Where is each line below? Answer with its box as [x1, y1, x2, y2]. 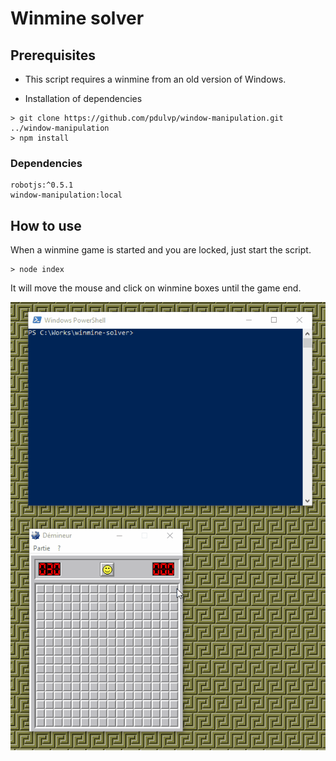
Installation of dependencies [24, 93, 143, 104]
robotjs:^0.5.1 [10, 180, 74, 191]
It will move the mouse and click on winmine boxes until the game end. [10, 282, 302, 294]
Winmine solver [10, 7, 145, 30]
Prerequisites [10, 47, 96, 64]
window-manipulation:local [10, 190, 123, 201]
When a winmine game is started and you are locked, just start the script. [10, 244, 312, 256]
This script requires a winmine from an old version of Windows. [24, 73, 287, 85]
